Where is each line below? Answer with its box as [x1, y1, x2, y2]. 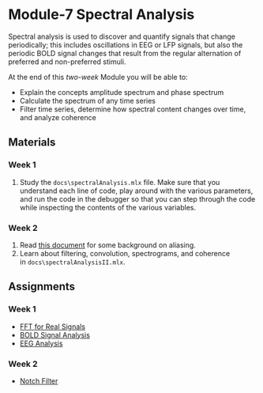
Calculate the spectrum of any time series [19, 96, 156, 105]
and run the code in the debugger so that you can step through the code [19, 194, 256, 203]
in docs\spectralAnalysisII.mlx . [19, 257, 126, 266]
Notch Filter [19, 376, 58, 385]
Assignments [8, 280, 76, 293]
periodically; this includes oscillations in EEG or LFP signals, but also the [8, 40, 243, 49]
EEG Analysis [19, 338, 63, 348]
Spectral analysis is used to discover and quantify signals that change [8, 32, 235, 41]
